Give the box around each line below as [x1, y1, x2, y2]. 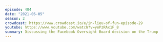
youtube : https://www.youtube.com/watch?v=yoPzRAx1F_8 [5, 25, 119, 30]
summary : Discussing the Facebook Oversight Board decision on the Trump [5, 29, 159, 34]
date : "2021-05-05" [5, 12, 45, 16]
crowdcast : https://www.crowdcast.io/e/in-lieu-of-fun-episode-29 [5, 20, 143, 26]
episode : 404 [5, 7, 32, 12]
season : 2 [5, 16, 25, 21]
